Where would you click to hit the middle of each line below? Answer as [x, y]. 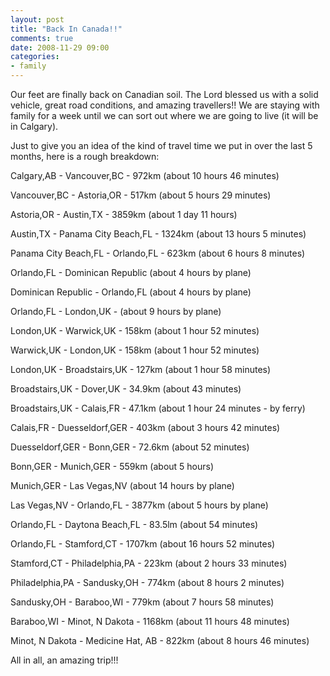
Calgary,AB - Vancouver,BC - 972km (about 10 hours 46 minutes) [145, 175]
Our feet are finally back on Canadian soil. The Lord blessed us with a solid [164, 94]
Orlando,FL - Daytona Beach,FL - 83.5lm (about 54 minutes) [134, 524]
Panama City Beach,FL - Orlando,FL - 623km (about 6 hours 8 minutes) [158, 253]
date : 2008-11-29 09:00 [60, 47]
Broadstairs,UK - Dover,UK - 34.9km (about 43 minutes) [126, 389]
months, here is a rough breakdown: [85, 156]
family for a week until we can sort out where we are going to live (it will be [164, 115]
